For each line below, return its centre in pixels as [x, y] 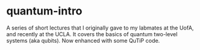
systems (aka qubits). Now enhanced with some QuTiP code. [83, 40]
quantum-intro [44, 11]
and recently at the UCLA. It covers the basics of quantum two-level [92, 34]
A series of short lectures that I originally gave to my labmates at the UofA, [100, 28]
